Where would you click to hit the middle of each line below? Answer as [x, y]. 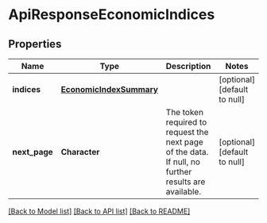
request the [187, 132]
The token [185, 112]
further [179, 172]
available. [183, 192]
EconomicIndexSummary [110, 89]
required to [186, 122]
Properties [35, 44]
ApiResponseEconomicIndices [112, 15]
